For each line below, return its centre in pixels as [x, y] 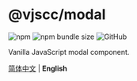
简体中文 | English [38, 68]
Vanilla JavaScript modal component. [69, 52]
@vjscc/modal [57, 15]
